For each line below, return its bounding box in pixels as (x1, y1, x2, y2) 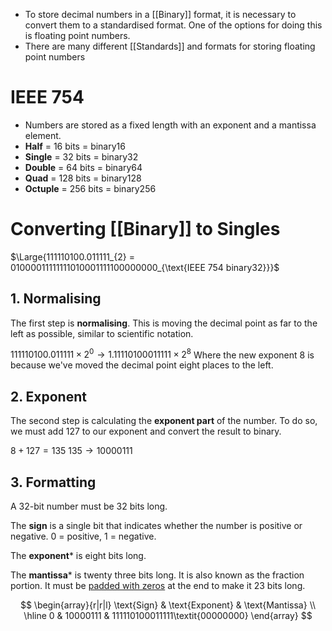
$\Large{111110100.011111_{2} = (10, 250, 135, 263)
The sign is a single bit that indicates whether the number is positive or (10, 519, 303, 531)
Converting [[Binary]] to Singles (10, 218, 281, 241)
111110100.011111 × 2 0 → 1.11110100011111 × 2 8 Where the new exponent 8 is (10, 347, 315, 361)
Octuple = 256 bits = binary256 (24, 182, 157, 194)
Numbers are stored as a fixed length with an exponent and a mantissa (24, 119, 317, 131)
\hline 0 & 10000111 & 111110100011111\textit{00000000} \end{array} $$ (23, 609, 313, 621)
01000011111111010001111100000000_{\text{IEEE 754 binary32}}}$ (10, 261, 280, 273)
